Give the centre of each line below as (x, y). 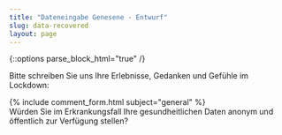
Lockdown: (30, 86)
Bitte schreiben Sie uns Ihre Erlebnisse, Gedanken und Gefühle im (129, 76)
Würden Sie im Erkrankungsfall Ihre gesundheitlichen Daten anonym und (141, 112)
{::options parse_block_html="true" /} (77, 59)
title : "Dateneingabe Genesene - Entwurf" (88, 17)
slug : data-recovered (49, 26)
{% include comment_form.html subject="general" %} (107, 102)
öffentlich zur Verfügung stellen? (69, 121)
